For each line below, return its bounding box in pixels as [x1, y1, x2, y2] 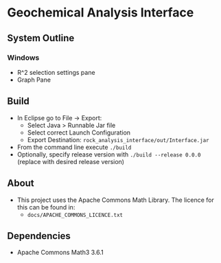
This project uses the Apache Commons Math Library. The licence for [16, 196, 214, 204]
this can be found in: [16, 203, 75, 211]
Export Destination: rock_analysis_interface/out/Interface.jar [27, 135, 209, 144]
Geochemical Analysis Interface [7, 5, 194, 21]
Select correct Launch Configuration [27, 128, 131, 137]
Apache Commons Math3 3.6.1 [16, 249, 104, 257]
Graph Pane [16, 76, 51, 84]
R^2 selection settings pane [16, 68, 95, 76]
